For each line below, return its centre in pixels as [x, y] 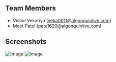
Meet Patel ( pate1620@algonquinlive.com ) [57, 26]
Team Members [31, 8]
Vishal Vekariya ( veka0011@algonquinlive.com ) [62, 20]
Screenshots [26, 42]
